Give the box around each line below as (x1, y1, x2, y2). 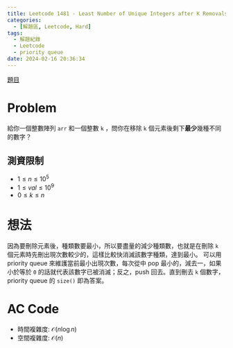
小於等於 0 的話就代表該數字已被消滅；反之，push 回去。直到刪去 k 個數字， (7, 267, 225, 276)
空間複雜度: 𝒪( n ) (17, 333, 64, 342)
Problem (7, 100, 57, 115)
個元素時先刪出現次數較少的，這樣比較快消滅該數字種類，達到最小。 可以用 (7, 250, 222, 258)
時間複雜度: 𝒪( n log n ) (17, 324, 78, 333)
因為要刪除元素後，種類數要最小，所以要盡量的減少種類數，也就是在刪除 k (7, 241, 219, 250)
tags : (7, 29, 23, 37)
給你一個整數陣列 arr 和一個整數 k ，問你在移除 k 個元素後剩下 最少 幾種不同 (7, 124, 222, 132)
